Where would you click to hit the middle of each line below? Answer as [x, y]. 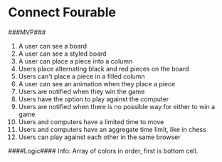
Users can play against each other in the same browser [99, 137]
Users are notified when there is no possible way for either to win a [117, 106]
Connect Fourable [62, 12]
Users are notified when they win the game [81, 91]
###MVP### [27, 32]
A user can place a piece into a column [75, 61]
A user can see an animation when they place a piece [97, 83]
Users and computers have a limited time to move [91, 121]
